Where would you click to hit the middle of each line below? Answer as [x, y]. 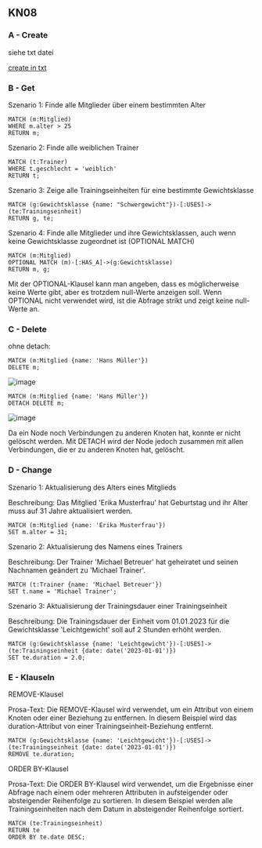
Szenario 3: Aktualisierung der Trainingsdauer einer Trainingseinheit [118, 606]
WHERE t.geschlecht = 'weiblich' [63, 169]
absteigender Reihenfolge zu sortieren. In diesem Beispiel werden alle [120, 800]
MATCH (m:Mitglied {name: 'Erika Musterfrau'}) [87, 525]
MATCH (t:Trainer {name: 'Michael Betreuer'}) [85, 584]
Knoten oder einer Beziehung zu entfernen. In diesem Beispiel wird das [122, 718]
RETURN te [24, 830]
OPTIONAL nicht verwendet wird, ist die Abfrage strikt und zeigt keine [121, 300]
